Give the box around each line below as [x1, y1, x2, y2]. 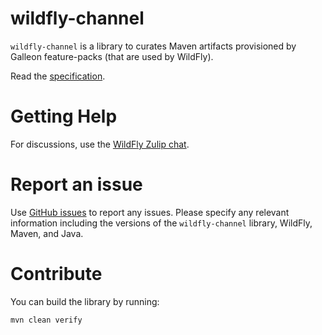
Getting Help [10, 105, 118, 128]
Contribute [10, 263, 103, 285]
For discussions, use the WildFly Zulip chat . [10, 138, 190, 150]
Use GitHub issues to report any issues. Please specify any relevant [10, 206, 290, 218]
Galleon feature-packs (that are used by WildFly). [10, 50, 214, 62]
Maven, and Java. [10, 227, 84, 239]
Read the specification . [10, 70, 106, 82]
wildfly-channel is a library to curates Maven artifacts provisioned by [10, 40, 297, 52]
